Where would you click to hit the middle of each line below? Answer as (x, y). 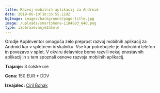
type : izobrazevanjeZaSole (32, 28)
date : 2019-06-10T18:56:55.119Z (38, 14)
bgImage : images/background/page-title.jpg (50, 19)
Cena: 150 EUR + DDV (27, 76)
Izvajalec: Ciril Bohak (26, 85)
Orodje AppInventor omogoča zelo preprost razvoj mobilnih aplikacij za (76, 41)
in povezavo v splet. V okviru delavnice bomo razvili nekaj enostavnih (74, 52)
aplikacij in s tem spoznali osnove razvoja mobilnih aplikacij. (65, 57)
